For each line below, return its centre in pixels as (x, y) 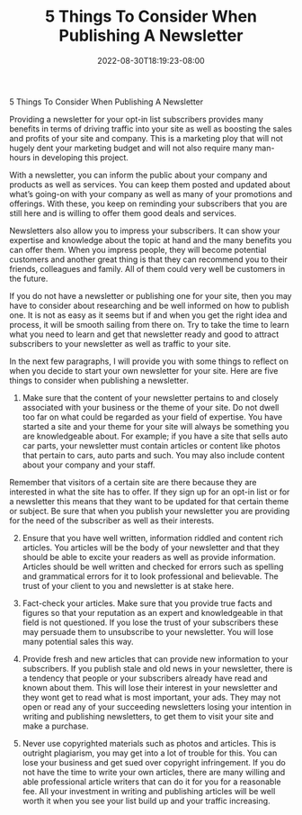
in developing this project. (80, 157)
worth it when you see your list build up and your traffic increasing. (147, 801)
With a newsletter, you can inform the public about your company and (138, 175)
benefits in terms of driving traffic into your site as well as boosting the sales (151, 129)
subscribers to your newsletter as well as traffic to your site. (120, 343)
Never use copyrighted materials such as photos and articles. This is (149, 743)
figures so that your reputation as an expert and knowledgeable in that (152, 612)
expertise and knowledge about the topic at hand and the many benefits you (151, 240)
